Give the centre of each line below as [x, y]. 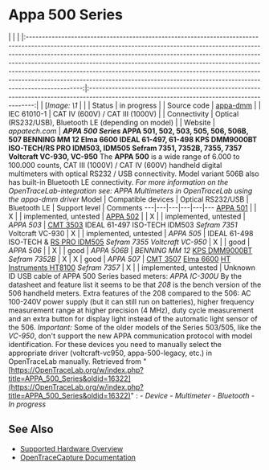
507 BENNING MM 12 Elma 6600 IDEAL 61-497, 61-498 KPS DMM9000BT [133, 139]
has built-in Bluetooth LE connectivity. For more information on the [118, 182]
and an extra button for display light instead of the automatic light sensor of [133, 318]
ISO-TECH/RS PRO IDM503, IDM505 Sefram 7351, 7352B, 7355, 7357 [125, 148]
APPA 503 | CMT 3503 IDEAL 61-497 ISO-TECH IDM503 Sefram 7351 [123, 225]
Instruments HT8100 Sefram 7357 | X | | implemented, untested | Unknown [132, 268]
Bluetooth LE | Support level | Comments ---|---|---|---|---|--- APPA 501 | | [132, 207]
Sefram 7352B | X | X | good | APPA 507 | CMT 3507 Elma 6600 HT [120, 259]
